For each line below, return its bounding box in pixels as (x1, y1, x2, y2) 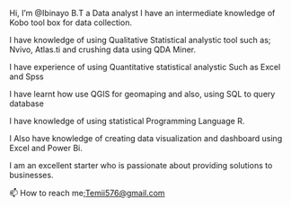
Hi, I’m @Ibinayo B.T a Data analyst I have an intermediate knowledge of (9, 8, 276, 18)
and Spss (9, 71, 44, 82)
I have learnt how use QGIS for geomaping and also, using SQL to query (9, 89, 276, 99)
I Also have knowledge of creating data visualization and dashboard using (9, 133, 283, 143)
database (9, 98, 45, 109)
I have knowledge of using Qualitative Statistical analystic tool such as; (9, 35, 271, 45)
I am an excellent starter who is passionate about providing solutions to (9, 160, 273, 170)
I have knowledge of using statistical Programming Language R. (9, 116, 245, 126)
